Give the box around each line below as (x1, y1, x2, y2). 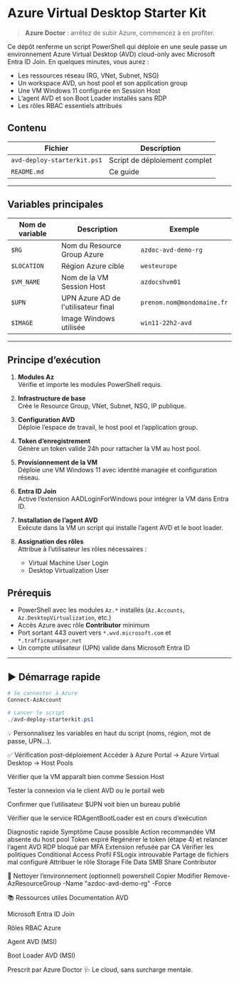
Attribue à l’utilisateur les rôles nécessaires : (17, 545, 147, 553)
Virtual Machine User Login (28, 558, 109, 567)
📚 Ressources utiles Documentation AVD (7, 893, 129, 901)
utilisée (61, 322, 85, 332)
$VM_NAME (11, 277, 41, 286)
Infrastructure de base (17, 394, 86, 403)
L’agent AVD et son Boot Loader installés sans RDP (17, 94, 167, 102)
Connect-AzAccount (7, 696, 62, 704)
